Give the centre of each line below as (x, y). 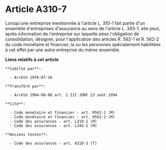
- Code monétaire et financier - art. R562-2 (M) (62, 117)
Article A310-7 (36, 9)
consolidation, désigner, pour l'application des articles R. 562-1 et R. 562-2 (82, 39)
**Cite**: (15, 104)
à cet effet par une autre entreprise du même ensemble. (63, 50)
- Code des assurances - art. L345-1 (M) (53, 126)
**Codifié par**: (23, 69)
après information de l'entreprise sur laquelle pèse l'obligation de (72, 34)
